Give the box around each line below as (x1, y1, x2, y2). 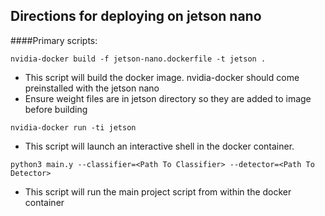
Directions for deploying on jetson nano (10, 8, 262, 25)
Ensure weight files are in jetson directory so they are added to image (24, 92, 312, 104)
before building (24, 103, 88, 115)
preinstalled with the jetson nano (24, 82, 160, 94)
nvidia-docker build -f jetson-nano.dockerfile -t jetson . (10, 54, 267, 64)
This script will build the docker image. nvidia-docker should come (24, 71, 300, 83)
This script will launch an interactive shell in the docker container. (24, 140, 295, 152)
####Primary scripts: (10, 34, 98, 46)
